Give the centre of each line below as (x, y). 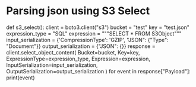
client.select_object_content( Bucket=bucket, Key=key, (73, 52)
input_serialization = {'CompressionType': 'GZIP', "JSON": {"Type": (87, 40)
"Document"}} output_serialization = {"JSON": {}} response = (81, 46)
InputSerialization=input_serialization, (52, 65)
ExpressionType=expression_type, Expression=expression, (78, 59)
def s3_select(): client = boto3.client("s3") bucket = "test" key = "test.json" (98, 27)
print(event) (20, 78)
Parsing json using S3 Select (78, 11)
